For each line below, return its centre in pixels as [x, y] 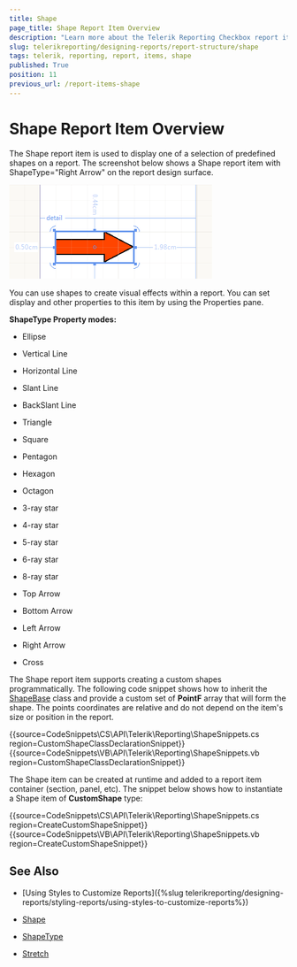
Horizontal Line [49, 371]
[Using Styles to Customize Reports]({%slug [103, 893]
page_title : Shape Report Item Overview [85, 28]
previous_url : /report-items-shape [75, 84]
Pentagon [39, 457]
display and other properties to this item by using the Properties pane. [137, 302]
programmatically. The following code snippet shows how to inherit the [138, 688]
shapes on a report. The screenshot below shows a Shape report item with [145, 163]
